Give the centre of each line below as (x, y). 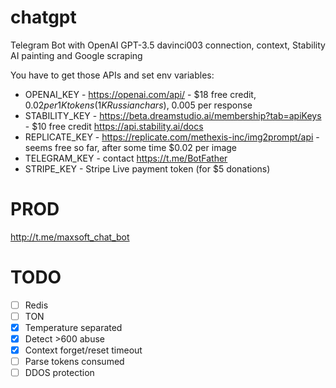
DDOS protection (59, 373)
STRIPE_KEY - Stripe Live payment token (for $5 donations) (147, 168)
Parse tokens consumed (74, 362)
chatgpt (43, 17)
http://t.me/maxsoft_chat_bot (70, 237)
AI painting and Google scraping (76, 55)
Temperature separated (73, 327)
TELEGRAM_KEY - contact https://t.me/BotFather (126, 158)
